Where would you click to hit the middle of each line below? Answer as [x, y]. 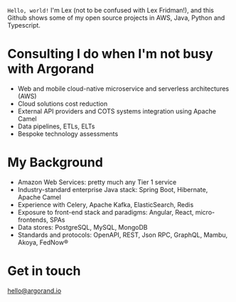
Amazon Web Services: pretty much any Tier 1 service [97, 182]
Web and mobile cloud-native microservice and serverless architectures [123, 89]
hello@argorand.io [34, 291]
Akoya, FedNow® [43, 242]
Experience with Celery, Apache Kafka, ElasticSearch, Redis [106, 204]
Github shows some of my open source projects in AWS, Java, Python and [116, 18]
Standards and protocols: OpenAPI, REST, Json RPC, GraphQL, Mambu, [123, 235]
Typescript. [24, 25]
